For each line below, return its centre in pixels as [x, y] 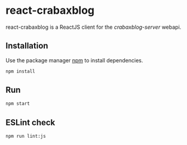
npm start [18, 104]
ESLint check [30, 123]
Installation [27, 46]
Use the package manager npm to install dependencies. [74, 60]
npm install [20, 71]
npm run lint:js [26, 136]
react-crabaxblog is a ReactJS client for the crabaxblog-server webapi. [93, 27]
